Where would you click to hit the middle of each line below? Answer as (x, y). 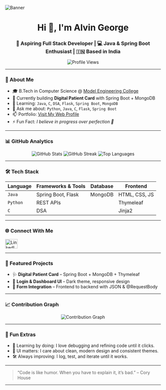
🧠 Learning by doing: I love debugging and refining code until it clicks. (83, 345)
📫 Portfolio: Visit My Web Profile (46, 114)
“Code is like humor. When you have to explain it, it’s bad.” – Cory (83, 372)
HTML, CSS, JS (136, 195)
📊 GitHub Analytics (29, 141)
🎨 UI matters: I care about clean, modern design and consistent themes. (85, 351)
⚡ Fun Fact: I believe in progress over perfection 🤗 (63, 121)
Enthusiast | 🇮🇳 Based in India (83, 52)
